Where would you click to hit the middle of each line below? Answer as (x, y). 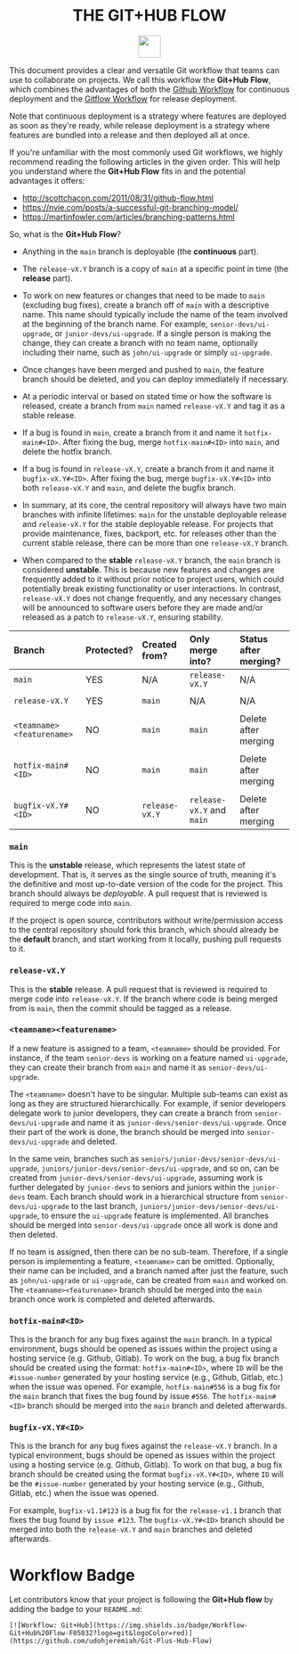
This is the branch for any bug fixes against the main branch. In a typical (141, 1339)
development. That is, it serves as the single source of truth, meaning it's (143, 875)
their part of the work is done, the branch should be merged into (127, 1131)
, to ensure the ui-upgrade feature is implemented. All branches (153, 1215)
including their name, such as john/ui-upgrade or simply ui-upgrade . (147, 352)
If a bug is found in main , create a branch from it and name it (132, 432)
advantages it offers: (47, 180)
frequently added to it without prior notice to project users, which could (153, 579)
